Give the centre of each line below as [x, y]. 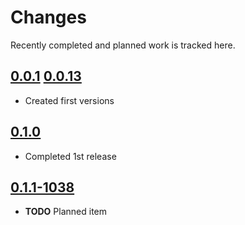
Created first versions [69, 100]
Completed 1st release [70, 156]
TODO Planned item [65, 212]
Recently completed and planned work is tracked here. [123, 45]
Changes [48, 17]
